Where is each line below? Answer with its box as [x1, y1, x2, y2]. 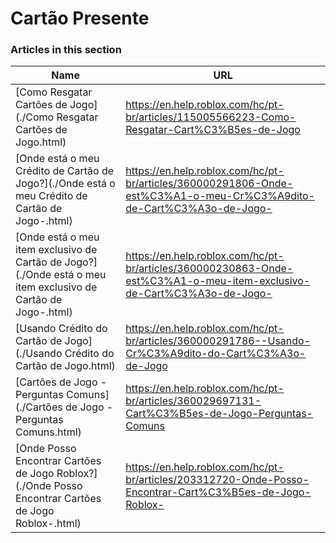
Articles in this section [10, 43, 122, 57]
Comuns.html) [15, 425, 82, 439]
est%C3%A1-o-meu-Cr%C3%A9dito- [125, 189, 316, 203]
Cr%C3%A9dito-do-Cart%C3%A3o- [125, 347, 307, 361]
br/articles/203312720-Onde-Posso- [125, 473, 310, 487]
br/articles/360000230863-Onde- [125, 262, 294, 276]
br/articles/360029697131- [125, 394, 262, 408]
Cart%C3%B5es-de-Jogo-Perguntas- [125, 407, 313, 421]
